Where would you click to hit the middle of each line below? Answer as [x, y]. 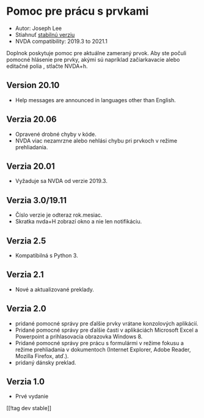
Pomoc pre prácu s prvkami [78, 11]
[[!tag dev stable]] [29, 408]
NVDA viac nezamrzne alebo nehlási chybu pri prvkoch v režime [96, 140]
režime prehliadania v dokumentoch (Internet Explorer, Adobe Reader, [103, 349]
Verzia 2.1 [25, 274]
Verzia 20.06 [31, 120]
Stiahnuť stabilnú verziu [45, 34]
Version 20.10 [33, 85]
